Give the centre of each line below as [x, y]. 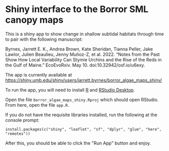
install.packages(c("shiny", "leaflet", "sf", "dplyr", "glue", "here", [83, 129]
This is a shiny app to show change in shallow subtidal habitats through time [85, 34]
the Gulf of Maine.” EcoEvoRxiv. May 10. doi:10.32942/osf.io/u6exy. [75, 65]
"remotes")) [18, 134]
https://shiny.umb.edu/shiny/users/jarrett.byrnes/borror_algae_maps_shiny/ [84, 80]
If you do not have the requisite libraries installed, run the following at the [81, 115]
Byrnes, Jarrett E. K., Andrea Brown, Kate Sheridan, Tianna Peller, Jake [79, 49]
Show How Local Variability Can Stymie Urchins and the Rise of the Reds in [83, 59]
